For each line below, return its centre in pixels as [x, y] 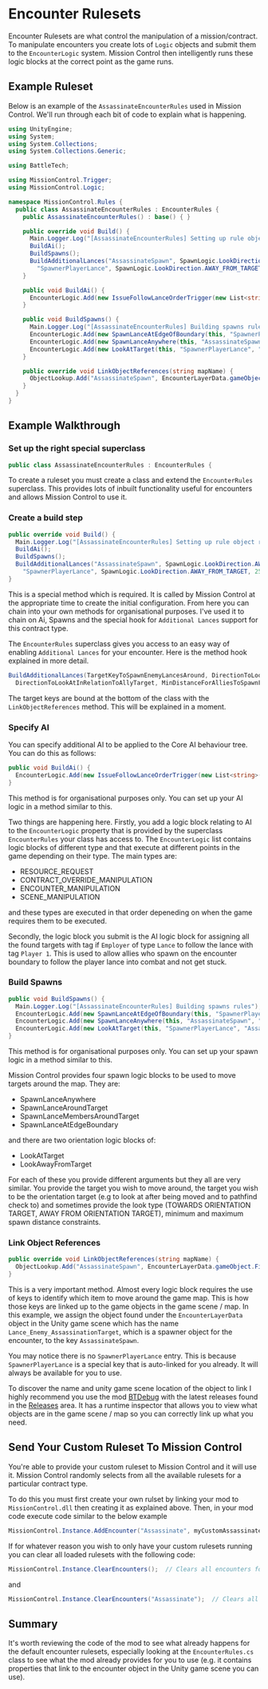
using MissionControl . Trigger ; [60, 181]
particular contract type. [48, 1484]
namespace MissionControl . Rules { [66, 202]
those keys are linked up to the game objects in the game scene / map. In [128, 1306]
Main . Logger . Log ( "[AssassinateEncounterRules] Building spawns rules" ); [139, 1006]
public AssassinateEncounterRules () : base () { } [107, 217]
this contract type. [38, 628]
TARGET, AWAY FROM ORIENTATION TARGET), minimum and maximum [126, 1214]
